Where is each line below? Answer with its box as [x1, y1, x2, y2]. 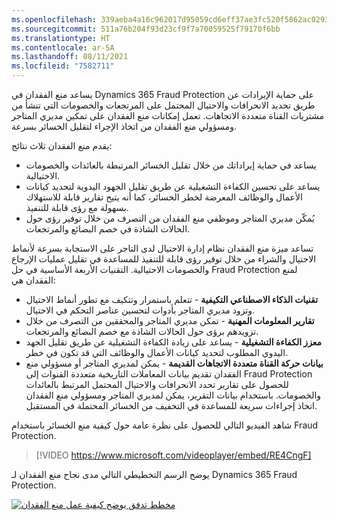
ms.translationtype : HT [11, 33, 111, 43]
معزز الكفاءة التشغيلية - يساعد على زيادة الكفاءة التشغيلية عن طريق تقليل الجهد [25, 336, 323, 348]
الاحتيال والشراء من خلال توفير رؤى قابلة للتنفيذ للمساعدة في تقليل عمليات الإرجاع [11, 253, 317, 265]
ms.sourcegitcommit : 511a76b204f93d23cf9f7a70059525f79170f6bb [11, 24, 281, 34]
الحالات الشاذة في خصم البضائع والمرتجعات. [25, 223, 191, 235]
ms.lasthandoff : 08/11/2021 [11, 52, 129, 62]
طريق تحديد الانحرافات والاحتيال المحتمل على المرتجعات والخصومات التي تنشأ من [11, 99, 316, 111]
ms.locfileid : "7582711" [11, 61, 115, 71]
